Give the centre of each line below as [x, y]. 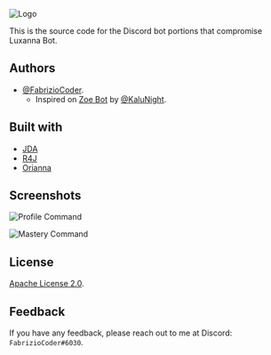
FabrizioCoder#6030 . [46, 343]
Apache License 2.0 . [47, 284]
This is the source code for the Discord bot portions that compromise [136, 31]
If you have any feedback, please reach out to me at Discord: [121, 333]
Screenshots [45, 196]
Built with [36, 128]
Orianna [36, 167]
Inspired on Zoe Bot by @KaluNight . [101, 99]
